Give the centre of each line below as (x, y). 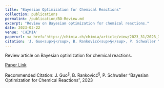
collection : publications (31, 14)
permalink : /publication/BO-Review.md (44, 19)
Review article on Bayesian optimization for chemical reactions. (69, 55)
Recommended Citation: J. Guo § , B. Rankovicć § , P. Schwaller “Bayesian (77, 75)
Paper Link (16, 65)
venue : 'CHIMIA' (21, 32)
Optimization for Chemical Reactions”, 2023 (49, 80)
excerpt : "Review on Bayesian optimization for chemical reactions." (77, 23)
